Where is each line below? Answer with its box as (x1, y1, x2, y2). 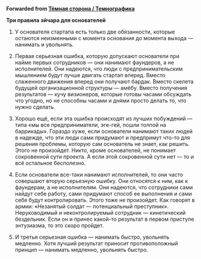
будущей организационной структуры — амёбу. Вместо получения (14, 84, 187, 92)
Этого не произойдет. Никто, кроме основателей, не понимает (14, 147, 176, 154)
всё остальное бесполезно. (14, 160, 86, 166)
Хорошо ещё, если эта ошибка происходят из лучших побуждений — (14, 115, 193, 122)
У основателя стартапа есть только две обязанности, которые (14, 28, 175, 35)
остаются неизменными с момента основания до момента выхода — (14, 35, 194, 41)
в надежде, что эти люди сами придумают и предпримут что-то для (14, 134, 190, 141)
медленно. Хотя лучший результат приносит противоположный (14, 240, 178, 247)
